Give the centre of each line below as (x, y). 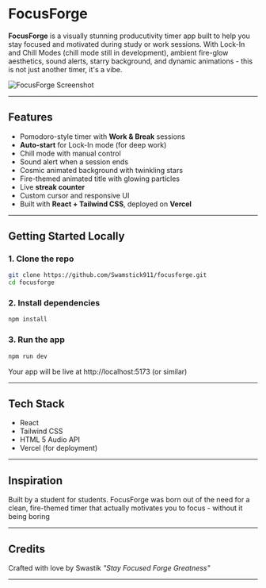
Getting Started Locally (66, 236)
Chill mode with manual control (70, 153)
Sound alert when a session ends (74, 161)
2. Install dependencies (54, 303)
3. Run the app (36, 340)
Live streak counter (52, 186)
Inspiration (36, 480)
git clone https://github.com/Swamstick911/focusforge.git (108, 275)
